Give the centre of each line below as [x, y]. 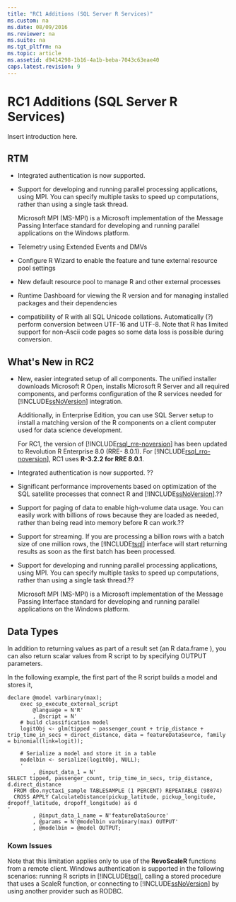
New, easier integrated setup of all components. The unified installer [117, 379]
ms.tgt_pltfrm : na [34, 47]
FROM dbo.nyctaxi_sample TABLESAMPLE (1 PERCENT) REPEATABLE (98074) [118, 791]
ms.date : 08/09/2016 [38, 27]
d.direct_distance [34, 784]
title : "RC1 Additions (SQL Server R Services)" [80, 14]
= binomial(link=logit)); [45, 741]
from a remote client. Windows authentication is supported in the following [116, 869]
